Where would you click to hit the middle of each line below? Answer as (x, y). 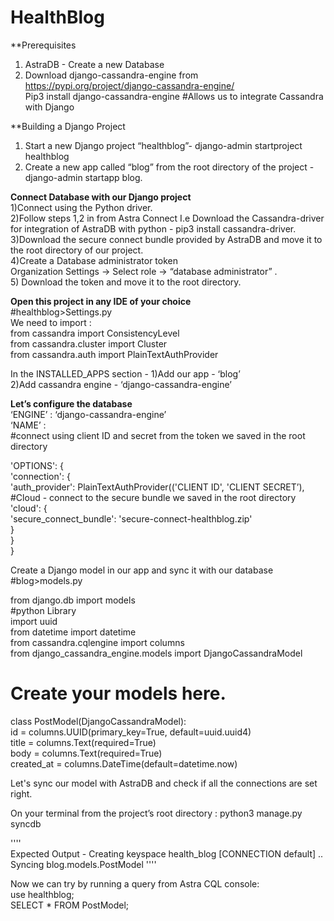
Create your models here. (118, 693)
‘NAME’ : (28, 425)
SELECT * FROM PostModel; (70, 905)
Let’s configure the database (71, 403)
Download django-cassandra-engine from (111, 75)
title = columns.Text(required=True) (83, 742)
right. (21, 793)
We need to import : (51, 322)
